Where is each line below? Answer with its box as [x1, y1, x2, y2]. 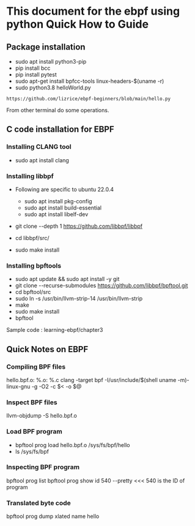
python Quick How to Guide [6, 17, 149, 31]
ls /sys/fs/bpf [15, 448, 49, 455]
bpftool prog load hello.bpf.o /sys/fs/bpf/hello [15, 441, 130, 448]
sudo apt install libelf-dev [24, 210, 89, 218]
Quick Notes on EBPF [6, 344, 89, 355]
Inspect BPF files [6, 398, 57, 407]
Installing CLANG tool [6, 143, 72, 151]
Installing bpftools [6, 261, 62, 270]
